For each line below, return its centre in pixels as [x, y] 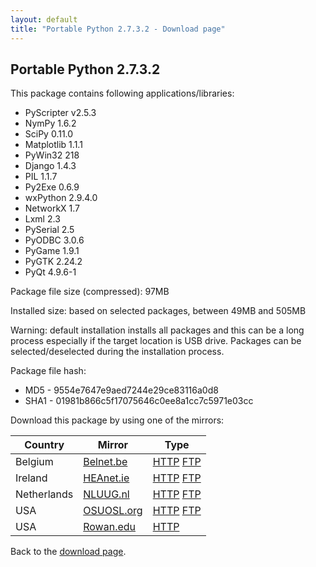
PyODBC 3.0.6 [54, 240]
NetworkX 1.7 [52, 208]
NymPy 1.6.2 [50, 123]
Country [44, 445]
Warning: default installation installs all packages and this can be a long [157, 330]
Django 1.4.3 [50, 166]
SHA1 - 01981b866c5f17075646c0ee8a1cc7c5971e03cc [139, 401]
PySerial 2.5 [49, 230]
